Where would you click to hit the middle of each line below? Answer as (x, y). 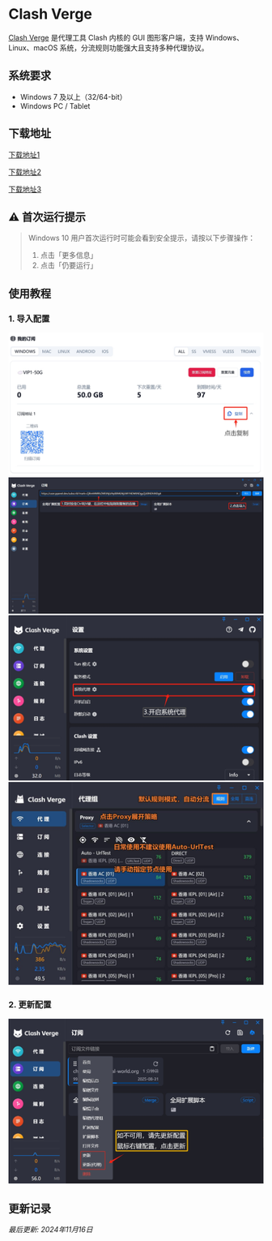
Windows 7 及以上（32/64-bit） (73, 97)
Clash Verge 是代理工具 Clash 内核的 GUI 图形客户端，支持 (106, 37)
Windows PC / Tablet (55, 105)
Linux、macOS (33, 47)
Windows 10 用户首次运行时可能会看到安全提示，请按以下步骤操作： (142, 238)
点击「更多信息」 (69, 255)
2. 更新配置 (30, 1005)
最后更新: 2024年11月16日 (51, 1230)
